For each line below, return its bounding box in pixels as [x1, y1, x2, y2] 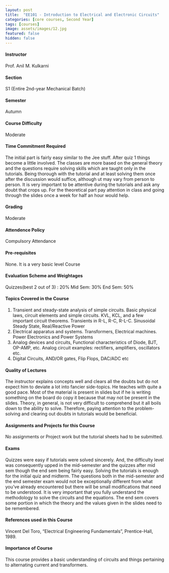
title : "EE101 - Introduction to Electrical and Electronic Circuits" [5, 12, 159, 17]
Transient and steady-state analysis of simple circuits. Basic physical [12, 307, 157, 313]
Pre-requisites [5, 249, 36, 256]
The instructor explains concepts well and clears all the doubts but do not [5, 378, 158, 385]
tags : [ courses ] [5, 21, 39, 27]
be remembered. [5, 505, 40, 511]
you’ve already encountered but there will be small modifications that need [5, 484, 161, 490]
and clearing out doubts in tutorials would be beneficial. [21, 411, 138, 417]
